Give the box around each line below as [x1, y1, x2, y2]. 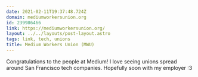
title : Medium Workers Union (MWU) [6, 42, 95, 48]
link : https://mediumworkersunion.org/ [6, 25, 106, 31]
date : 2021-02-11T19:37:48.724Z [6, 8, 86, 15]
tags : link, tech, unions [6, 36, 70, 42]
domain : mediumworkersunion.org [6, 14, 86, 20]
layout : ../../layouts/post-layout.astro [6, 31, 111, 37]
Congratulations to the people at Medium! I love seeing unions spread [6, 57, 177, 65]
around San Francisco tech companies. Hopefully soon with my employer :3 [6, 64, 193, 71]
